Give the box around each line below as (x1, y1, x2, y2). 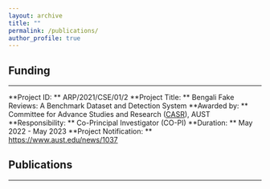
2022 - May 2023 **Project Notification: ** (8, 127, 153, 136)
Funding (8, 63, 51, 77)
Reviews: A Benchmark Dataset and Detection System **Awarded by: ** (8, 101, 249, 111)
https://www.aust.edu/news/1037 (8, 135, 118, 145)
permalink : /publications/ (8, 26, 99, 34)
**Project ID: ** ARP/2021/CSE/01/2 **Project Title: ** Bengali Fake (8, 93, 235, 103)
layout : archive (8, 11, 63, 20)
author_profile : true (8, 34, 81, 42)
